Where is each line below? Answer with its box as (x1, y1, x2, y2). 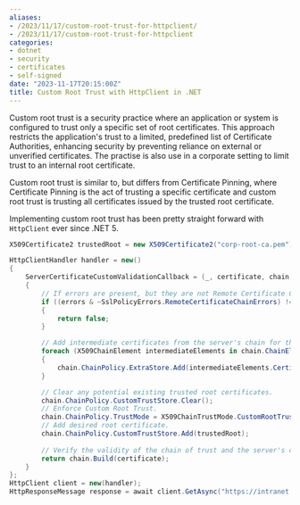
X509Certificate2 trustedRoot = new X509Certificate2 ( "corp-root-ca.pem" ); (9, 240, 297, 249)
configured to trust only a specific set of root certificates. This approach (9, 121, 275, 132)
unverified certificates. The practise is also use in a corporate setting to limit (9, 150, 289, 161)
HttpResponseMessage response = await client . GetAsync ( (9, 487, 221, 496)
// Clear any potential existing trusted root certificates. (41, 387, 274, 397)
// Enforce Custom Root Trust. (41, 404, 158, 413)
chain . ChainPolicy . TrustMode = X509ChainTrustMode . (41, 412, 238, 422)
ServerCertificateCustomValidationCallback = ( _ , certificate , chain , (25, 273, 294, 282)
